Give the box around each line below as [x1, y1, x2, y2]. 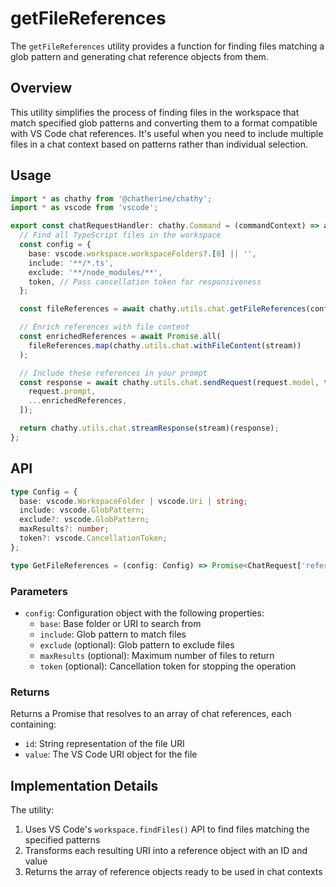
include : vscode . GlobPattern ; [19, 505, 145, 516]
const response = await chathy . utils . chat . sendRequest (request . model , [19, 377, 320, 387]
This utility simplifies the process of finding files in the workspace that [10, 106, 300, 118]
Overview [10, 80, 73, 97]
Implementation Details [10, 777, 159, 794]
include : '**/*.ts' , [28, 258, 114, 268]
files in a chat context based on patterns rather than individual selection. [10, 138, 308, 150]
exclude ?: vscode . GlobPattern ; [19, 515, 150, 525]
